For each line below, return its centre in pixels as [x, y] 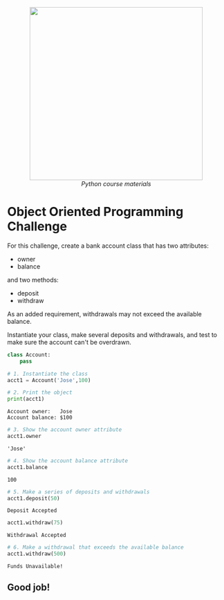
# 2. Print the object [40, 393]
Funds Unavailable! [35, 567]
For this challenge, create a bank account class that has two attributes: [108, 246]
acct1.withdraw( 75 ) [35, 523]
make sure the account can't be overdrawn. [69, 342]
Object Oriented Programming [95, 212]
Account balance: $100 [40, 418]
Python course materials [116, 184]
